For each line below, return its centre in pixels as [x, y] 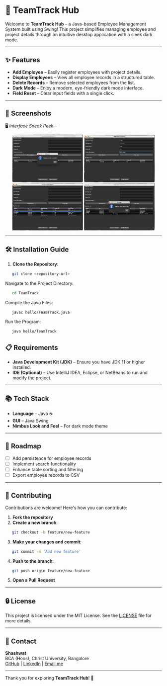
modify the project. [32, 378]
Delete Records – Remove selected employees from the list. [74, 83]
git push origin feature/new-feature [51, 571]
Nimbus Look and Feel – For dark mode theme [60, 426]
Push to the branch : [33, 561]
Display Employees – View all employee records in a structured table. [83, 77]
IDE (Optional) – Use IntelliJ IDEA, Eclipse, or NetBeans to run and [80, 373]
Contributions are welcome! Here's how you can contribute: [66, 508]
